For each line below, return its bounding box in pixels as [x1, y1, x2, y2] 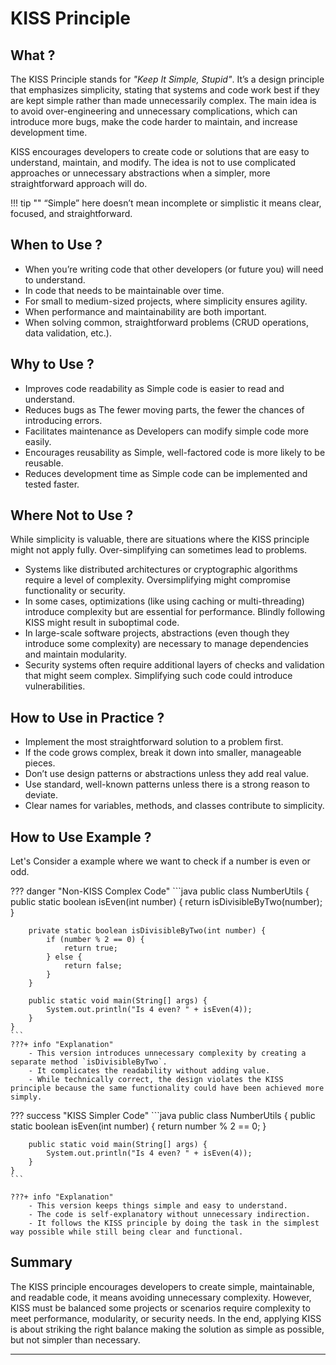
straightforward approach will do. [10, 178, 148, 189]
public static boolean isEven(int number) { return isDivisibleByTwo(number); [10, 896, 323, 908]
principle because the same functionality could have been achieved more [10, 1083, 325, 1094]
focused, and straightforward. [10, 208, 133, 219]
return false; [63, 961, 123, 971]
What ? [10, 47, 56, 64]
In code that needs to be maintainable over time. [24, 284, 225, 296]
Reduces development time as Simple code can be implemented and [24, 467, 308, 479]
